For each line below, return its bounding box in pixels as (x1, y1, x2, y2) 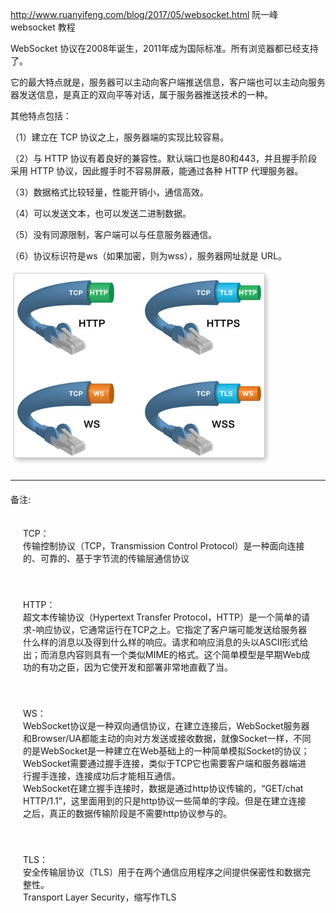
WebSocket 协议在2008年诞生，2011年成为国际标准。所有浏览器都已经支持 (10, 43, 319, 54)
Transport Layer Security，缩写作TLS (23, 891, 177, 903)
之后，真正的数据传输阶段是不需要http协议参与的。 (23, 808, 233, 819)
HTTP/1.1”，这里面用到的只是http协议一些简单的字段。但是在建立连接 (23, 795, 307, 807)
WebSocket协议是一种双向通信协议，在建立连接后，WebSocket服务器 (23, 720, 310, 732)
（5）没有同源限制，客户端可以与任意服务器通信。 (10, 229, 218, 240)
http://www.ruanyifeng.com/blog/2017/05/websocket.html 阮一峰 (10, 9, 279, 20)
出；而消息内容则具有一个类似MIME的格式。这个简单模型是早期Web (23, 649, 302, 660)
